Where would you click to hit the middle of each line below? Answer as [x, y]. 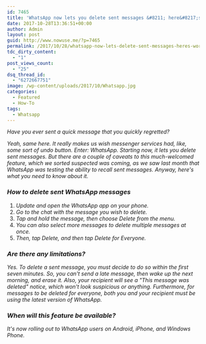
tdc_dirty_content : [32, 52]
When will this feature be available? [61, 315]
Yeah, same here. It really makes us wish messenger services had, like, [97, 144]
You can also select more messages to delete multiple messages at [101, 225]
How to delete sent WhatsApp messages [69, 192]
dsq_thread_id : [26, 75]
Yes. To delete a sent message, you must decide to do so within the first [98, 267]
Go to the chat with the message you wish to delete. [81, 212]
